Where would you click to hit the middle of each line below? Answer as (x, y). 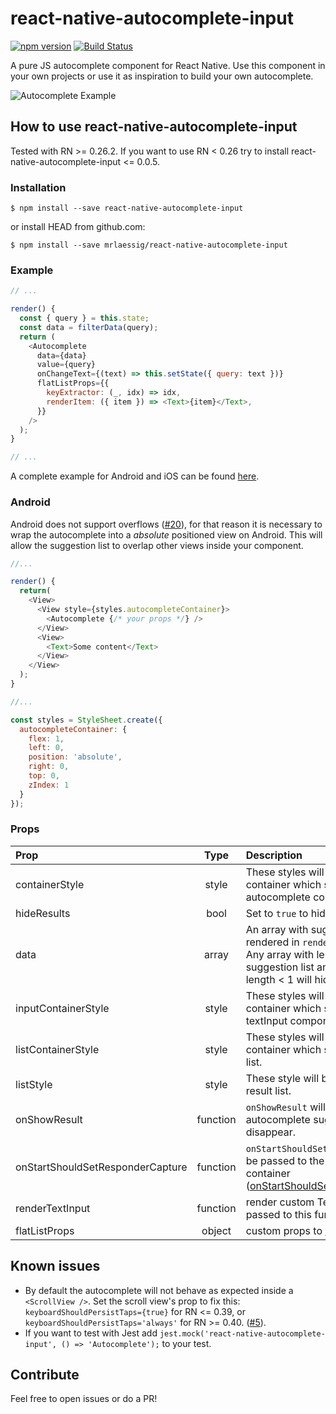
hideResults (43, 913)
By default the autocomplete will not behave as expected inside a (159, 1290)
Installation (38, 187)
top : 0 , (44, 776)
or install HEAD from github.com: (78, 227)
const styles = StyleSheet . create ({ (86, 720)
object (216, 1230)
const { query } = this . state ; (84, 318)
